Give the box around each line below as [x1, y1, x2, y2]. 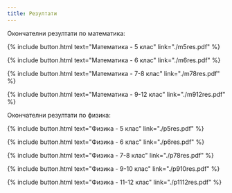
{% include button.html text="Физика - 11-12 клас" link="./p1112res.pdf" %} [7, 178, 222, 186]
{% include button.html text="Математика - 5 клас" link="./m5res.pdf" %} [7, 42, 220, 50]
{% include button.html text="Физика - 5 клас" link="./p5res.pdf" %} [7, 124, 204, 132]
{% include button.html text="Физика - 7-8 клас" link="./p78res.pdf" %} [7, 151, 215, 159]
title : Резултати [7, 10, 57, 17]
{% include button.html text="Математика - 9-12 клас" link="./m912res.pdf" [7, 90, 226, 98]
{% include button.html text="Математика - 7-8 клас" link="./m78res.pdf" [7, 69, 220, 77]
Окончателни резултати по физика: [7, 111, 111, 119]
